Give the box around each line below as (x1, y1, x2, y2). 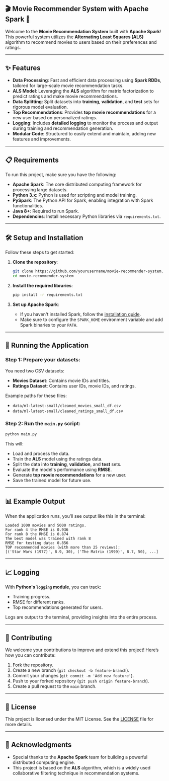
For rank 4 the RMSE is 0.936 (5, 527, 69, 532)
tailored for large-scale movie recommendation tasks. (12, 83, 124, 89)
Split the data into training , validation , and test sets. (12, 461, 122, 467)
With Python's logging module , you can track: (5, 584, 102, 590)
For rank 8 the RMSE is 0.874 (5, 531, 69, 536)
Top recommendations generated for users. (12, 604, 103, 610)
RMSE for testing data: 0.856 (5, 540, 69, 545)
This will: (5, 440, 24, 447)
